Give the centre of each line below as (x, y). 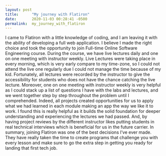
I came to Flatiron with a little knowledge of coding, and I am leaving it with (81, 38)
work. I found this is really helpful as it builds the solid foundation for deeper (83, 111)
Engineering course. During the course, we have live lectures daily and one (82, 53)
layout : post (19, 10)
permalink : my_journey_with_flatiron (45, 24)
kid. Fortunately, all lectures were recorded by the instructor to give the (78, 74)
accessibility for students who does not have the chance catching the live (80, 80)
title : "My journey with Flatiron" (48, 14)
